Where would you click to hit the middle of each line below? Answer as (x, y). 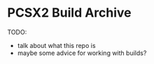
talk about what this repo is (56, 45)
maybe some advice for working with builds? (82, 53)
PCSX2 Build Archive (69, 13)
